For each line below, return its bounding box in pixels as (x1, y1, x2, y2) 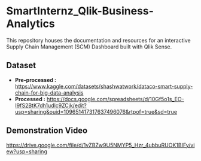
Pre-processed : (14, 76, 57, 83)
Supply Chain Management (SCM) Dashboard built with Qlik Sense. (6, 43, 172, 50)
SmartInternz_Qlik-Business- (6, 4, 154, 18)
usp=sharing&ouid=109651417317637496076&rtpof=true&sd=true (14, 108, 178, 115)
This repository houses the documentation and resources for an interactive (6, 37, 191, 44)
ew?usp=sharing (6, 148, 48, 155)
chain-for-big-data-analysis (14, 89, 84, 96)
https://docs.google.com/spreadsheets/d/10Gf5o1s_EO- (47, 95, 184, 102)
